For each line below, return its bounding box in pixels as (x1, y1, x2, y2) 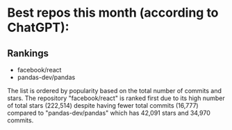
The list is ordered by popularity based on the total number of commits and (7, 87, 222, 95)
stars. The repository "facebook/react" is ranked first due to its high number (7, 94, 225, 102)
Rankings (7, 47, 49, 59)
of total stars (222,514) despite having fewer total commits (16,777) (7, 101, 199, 109)
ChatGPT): (7, 19, 69, 35)
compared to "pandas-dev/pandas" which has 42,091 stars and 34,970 (7, 109, 210, 117)
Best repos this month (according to (7, 5, 219, 21)
